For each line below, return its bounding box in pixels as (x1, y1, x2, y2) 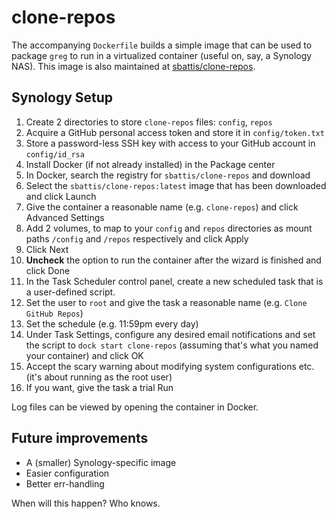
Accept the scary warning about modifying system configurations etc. (25, 360, 315, 372)
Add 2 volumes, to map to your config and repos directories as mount (25, 222, 313, 234)
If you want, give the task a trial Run (25, 381, 174, 393)
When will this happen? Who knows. (11, 497, 161, 509)
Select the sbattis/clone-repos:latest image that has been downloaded (25, 179, 327, 191)
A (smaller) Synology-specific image (25, 456, 177, 468)
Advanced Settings (25, 211, 105, 223)
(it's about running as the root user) (25, 371, 173, 383)
